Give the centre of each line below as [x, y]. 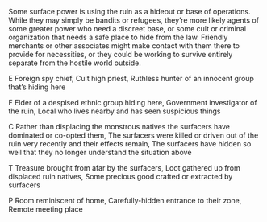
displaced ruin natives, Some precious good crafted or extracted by [121, 177]
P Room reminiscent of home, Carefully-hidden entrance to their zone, [125, 201]
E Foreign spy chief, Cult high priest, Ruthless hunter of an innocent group [131, 78]
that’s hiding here [37, 87]
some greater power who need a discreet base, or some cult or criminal [127, 29]
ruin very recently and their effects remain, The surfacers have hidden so [130, 144]
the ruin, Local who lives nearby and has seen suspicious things [115, 111]
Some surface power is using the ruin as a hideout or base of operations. [129, 12]
